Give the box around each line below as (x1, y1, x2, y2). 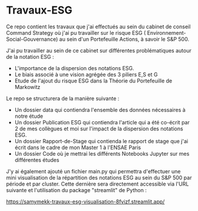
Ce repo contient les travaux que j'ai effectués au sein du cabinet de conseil (6, 23, 191, 30)
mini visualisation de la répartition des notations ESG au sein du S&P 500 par (6, 174, 192, 181)
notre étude (14, 113, 43, 120)
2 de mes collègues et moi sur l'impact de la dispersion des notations (14, 125, 184, 132)
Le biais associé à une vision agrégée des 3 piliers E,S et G (14, 71, 158, 78)
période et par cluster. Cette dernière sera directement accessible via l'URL (6, 180, 189, 187)
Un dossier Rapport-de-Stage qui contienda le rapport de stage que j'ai (14, 137, 189, 144)
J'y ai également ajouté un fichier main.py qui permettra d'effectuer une (6, 167, 181, 174)
